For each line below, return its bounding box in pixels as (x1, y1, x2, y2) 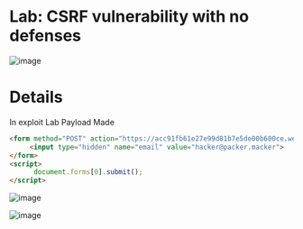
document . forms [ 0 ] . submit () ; (32, 168, 143, 177)
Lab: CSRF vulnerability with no (9, 6, 250, 27)
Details (9, 87, 63, 107)
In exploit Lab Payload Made (9, 116, 115, 127)
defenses (9, 25, 82, 46)
